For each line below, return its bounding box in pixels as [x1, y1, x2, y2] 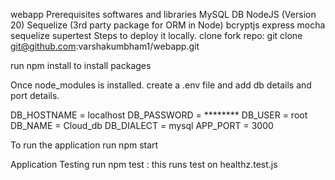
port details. [10, 90, 60, 101]
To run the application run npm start [10, 139, 159, 151]
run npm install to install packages [10, 60, 152, 71]
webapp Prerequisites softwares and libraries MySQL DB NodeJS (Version [10, 9, 317, 20]
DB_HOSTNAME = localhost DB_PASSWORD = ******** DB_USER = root [10, 109, 308, 121]
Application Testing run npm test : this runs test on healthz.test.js [10, 159, 278, 170]
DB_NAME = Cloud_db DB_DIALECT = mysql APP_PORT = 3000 [10, 120, 274, 131]
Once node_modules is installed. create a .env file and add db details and [10, 79, 312, 91]
